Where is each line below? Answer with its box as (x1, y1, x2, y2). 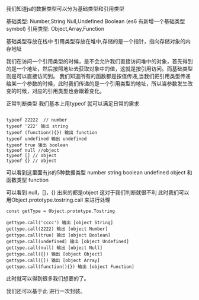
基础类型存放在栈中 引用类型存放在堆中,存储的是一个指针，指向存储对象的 (6, 38, 185, 44)
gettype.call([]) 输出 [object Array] (6, 257, 100, 263)
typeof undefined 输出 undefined (6, 136, 87, 142)
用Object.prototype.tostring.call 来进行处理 (6, 196, 111, 203)
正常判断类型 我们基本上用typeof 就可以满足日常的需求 (6, 100, 139, 107)
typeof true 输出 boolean (6, 142, 68, 148)
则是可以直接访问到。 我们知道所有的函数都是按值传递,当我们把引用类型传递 (6, 73, 191, 79)
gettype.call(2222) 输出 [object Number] (6, 226, 108, 232)
